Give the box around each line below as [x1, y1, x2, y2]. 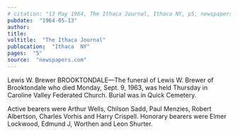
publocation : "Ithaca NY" [7, 43, 91, 50]
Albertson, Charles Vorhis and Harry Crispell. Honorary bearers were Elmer [7, 112, 227, 120]
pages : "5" [7, 50, 42, 57]
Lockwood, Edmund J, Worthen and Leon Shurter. [7, 119, 153, 128]
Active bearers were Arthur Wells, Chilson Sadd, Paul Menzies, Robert [7, 104, 212, 113]
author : [7, 23, 30, 30]
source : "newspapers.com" [7, 57, 87, 64]
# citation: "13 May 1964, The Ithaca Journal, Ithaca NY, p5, [7, 10, 198, 18]
